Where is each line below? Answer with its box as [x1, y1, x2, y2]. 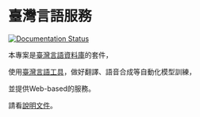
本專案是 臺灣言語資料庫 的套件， [8, 50, 113, 59]
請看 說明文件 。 [8, 100, 57, 110]
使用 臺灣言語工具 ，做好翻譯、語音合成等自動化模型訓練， [8, 66, 196, 76]
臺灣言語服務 [8, 7, 93, 25]
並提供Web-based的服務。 [8, 84, 95, 93]
